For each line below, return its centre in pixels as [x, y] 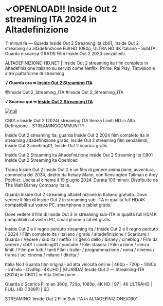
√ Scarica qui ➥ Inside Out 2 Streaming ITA [49, 101]
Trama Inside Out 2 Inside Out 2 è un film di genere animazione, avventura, [80, 170]
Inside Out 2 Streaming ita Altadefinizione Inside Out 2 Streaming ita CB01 [79, 155]
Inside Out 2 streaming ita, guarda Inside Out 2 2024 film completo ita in [77, 135]
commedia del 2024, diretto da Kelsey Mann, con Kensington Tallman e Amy [81, 174]
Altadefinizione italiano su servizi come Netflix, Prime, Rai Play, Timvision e [80, 68]
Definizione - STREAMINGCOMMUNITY [45, 126]
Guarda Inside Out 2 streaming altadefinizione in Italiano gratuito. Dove [76, 194]
